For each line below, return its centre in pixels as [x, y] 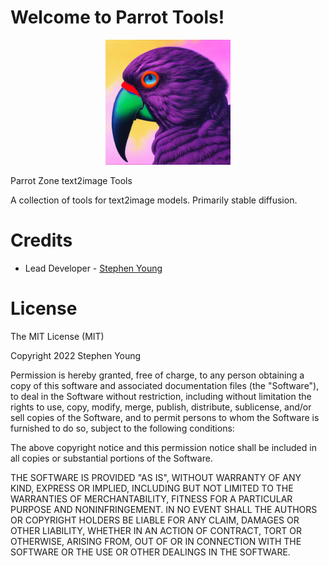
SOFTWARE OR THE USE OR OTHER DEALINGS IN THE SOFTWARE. [150, 552]
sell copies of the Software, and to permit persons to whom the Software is [165, 417]
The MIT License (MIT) [57, 336]
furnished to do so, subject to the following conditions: [122, 428]
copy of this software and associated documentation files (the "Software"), [165, 385]
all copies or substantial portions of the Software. [111, 458]
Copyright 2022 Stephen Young [76, 355]
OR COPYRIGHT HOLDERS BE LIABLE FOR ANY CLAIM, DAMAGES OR [155, 520]
